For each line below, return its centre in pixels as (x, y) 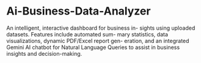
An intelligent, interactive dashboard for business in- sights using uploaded (101, 28)
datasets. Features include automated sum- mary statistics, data (87, 34)
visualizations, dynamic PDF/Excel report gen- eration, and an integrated (98, 41)
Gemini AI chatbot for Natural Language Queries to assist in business (93, 47)
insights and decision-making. (44, 53)
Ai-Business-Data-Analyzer (79, 11)
